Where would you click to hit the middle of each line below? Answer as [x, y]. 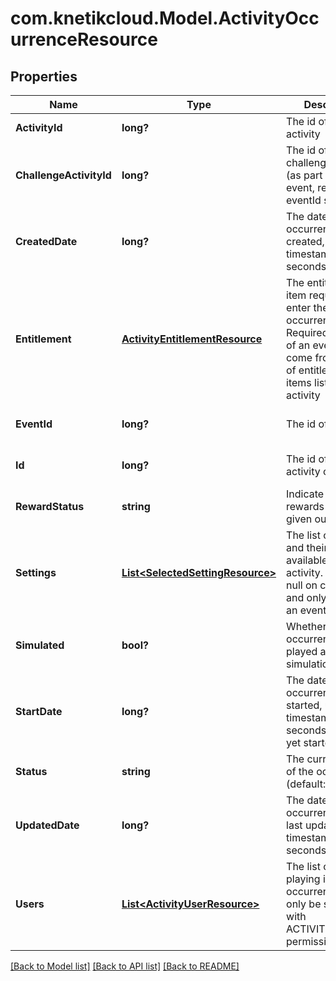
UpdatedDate [47, 825]
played [302, 651]
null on [302, 585]
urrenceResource [84, 39]
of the [300, 771]
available [307, 560]
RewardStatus [50, 506]
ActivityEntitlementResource [192, 339]
